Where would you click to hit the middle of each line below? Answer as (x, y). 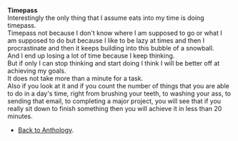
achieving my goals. (37, 71)
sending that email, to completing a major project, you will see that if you (114, 101)
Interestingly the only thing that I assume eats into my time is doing (106, 18)
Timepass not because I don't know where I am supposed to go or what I (115, 33)
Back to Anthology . (46, 130)
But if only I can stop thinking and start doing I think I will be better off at (114, 63)
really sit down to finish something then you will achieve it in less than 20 (115, 109)
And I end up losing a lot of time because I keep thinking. (91, 56)
